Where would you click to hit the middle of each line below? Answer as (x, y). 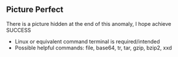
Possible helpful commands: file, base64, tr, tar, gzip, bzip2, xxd (93, 48)
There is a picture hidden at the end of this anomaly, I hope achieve (89, 24)
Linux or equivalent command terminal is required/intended (87, 41)
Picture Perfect (35, 10)
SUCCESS (19, 30)
